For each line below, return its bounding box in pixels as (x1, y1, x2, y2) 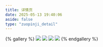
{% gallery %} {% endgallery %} (5, 36, 98, 42)
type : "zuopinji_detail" (5, 21, 58, 27)
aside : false (5, 17, 33, 22)
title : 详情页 (5, 7, 33, 13)
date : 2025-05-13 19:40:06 (5, 12, 62, 17)
